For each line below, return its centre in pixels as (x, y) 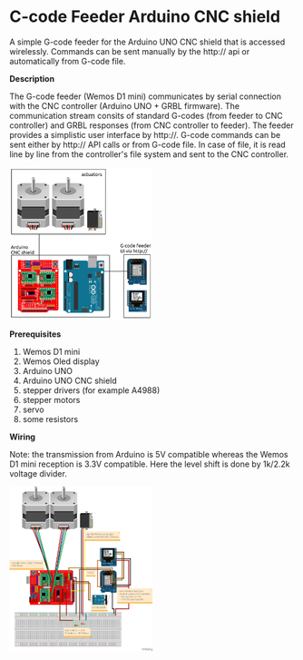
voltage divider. (39, 474)
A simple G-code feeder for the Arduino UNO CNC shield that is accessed (147, 42)
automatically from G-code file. (68, 61)
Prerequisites (35, 334)
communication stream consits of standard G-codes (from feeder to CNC (146, 115)
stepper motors (51, 400)
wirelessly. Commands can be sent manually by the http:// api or (130, 51)
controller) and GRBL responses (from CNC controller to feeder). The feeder (151, 125)
